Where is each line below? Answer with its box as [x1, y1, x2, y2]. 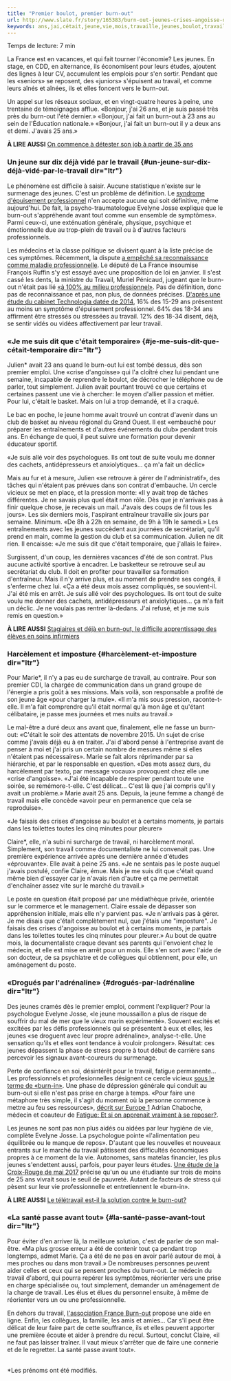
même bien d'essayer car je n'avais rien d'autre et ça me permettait [7, 875, 199, 883]
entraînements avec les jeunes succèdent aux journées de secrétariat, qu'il [7, 524, 220, 533]
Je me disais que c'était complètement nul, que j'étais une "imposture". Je [7, 917, 218, 925]
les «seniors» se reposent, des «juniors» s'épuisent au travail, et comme [7, 77, 212, 85]
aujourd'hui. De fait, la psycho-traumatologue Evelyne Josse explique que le [7, 204, 223, 212]
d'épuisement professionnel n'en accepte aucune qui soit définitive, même [7, 196, 219, 204]
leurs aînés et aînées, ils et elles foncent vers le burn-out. [7, 84, 170, 93]
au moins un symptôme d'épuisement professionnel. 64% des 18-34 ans [7, 304, 213, 313]
